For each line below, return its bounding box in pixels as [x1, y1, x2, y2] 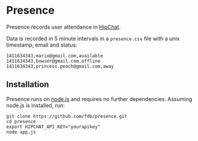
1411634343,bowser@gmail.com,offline [6, 58, 101, 64]
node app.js [6, 129, 36, 135]
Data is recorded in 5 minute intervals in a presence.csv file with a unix [6, 35, 180, 42]
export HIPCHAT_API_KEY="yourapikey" [6, 124, 101, 130]
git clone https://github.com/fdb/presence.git [6, 113, 128, 119]
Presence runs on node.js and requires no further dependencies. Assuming [6, 95, 193, 102]
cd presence [6, 118, 36, 124]
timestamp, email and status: [6, 41, 77, 48]
